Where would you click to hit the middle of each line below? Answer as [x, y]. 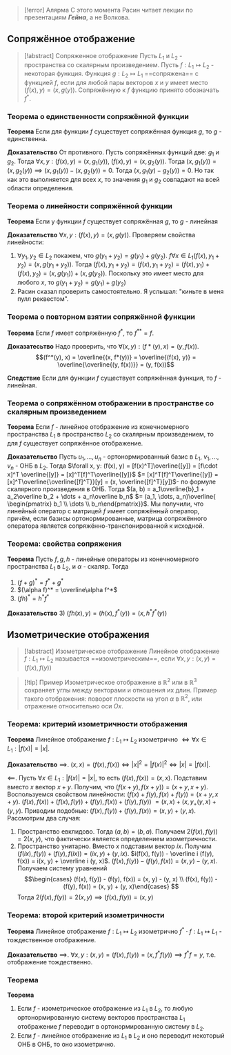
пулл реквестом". [43, 299]
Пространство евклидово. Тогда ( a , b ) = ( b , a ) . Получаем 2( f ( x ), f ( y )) [118, 831]
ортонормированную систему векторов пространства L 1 [101, 1018]
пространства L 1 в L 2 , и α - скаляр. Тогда [68, 567]
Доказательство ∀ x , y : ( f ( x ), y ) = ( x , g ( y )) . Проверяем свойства [101, 235]
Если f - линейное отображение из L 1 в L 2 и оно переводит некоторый [121, 1036]
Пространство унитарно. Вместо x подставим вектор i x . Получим [114, 846]
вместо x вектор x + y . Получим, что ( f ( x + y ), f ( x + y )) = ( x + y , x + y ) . [108, 787]
